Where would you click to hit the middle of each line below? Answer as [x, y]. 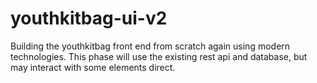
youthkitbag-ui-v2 [89, 18]
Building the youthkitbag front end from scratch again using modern [150, 46]
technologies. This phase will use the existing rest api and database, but [159, 56]
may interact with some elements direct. [93, 67]
